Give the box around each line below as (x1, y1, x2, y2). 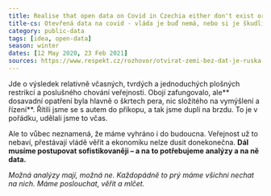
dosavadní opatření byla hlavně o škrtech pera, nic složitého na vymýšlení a (8, 96, 260, 106)
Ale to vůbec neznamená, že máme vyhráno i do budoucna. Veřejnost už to (8, 128, 258, 138)
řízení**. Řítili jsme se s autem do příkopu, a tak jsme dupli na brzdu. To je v (8, 104, 258, 114)
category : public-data (8, 27, 85, 35)
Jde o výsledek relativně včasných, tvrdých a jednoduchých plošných (8, 78, 240, 89)
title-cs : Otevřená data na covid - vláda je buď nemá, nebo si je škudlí (8, 19, 265, 27)
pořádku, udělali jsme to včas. (8, 113, 108, 123)
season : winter (8, 42, 60, 50)
